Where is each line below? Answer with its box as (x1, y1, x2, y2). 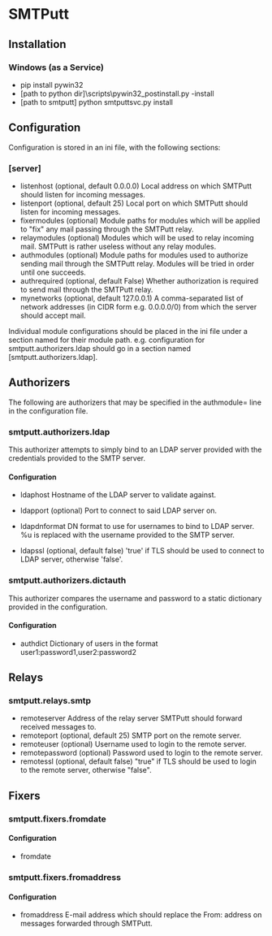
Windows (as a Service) (8, 62, 104, 73)
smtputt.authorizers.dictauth (8, 574, 127, 586)
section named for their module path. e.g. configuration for (8, 335, 205, 344)
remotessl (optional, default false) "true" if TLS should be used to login (19, 756, 257, 766)
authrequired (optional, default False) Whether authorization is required (19, 275, 259, 285)
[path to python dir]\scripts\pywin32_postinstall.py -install (19, 89, 214, 98)
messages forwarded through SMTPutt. (19, 919, 153, 929)
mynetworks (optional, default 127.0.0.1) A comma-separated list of (19, 293, 244, 303)
